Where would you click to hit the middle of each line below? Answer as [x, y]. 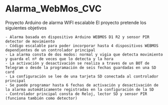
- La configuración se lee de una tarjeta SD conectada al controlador [82, 76]
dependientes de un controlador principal [50, 50]
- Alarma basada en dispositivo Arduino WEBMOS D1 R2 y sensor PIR [77, 37]
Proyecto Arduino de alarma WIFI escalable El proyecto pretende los [76, 22]
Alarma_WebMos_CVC [53, 9]
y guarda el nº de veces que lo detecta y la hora [59, 59]
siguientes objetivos [26, 27]
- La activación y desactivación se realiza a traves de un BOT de [77, 63]
